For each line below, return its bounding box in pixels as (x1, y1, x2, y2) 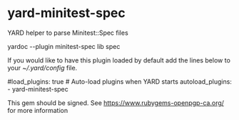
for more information (7, 106, 68, 114)
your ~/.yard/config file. (7, 63, 78, 72)
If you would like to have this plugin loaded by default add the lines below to (7, 55, 230, 65)
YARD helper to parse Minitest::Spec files (7, 28, 128, 37)
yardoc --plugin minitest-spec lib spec (7, 42, 121, 50)
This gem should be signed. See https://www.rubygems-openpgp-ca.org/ (7, 98, 225, 107)
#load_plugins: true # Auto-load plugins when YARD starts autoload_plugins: (7, 77, 232, 86)
